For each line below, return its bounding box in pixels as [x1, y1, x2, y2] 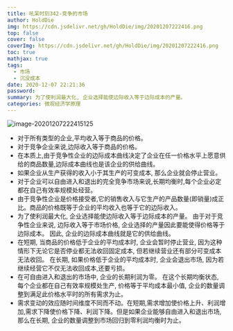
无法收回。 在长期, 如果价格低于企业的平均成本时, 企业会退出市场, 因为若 [17, 255, 224, 264]
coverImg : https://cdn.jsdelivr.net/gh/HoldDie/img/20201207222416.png [7, 42, 218, 49]
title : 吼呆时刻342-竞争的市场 [7, 10, 88, 17]
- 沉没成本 [13, 74, 41, 82]
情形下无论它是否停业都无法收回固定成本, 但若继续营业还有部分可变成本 [17, 246, 222, 255]
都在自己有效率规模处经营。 [17, 185, 97, 194]
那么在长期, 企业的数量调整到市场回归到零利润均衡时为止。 [17, 316, 185, 324]
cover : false [7, 36, 45, 43]
